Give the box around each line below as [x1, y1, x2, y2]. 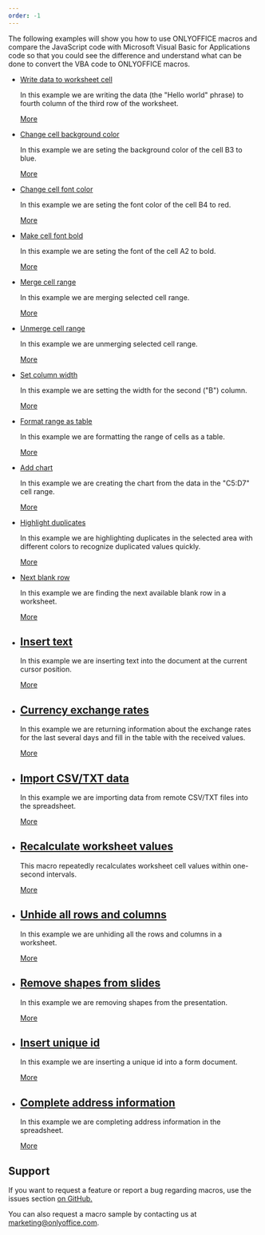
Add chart [19, 462, 53, 472]
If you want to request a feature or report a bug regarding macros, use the [8, 1185, 251, 1194]
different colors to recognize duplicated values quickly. [19, 541, 201, 551]
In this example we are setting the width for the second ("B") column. [19, 385, 247, 395]
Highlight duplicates [19, 517, 86, 527]
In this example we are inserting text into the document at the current [19, 656, 247, 666]
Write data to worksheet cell [19, 74, 113, 84]
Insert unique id [19, 1035, 101, 1050]
